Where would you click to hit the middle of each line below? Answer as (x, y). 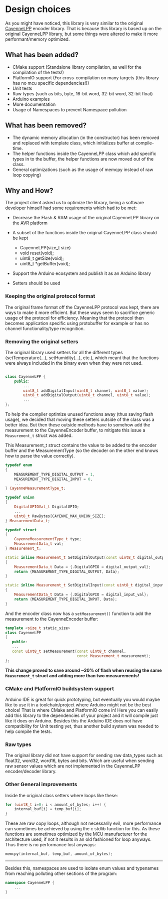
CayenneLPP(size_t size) (45, 248)
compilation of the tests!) (38, 72)
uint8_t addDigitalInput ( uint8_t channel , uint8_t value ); (86, 391)
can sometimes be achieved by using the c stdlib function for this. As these (82, 829)
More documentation (34, 104)
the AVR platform (30, 223)
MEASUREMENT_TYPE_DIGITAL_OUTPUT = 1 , (54, 474)
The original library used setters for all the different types (64, 352)
